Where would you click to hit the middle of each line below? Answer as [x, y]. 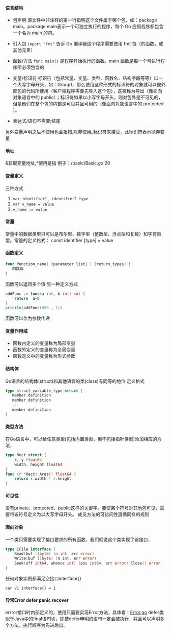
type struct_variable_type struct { [44, 391]
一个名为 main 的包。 [35, 33]
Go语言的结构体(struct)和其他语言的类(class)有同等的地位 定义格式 [75, 381]
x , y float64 [28, 460]
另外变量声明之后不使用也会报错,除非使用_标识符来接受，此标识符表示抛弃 [83, 132]
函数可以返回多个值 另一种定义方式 [41, 284]
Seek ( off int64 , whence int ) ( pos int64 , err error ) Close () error [87, 564]
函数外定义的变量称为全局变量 [44, 349]
